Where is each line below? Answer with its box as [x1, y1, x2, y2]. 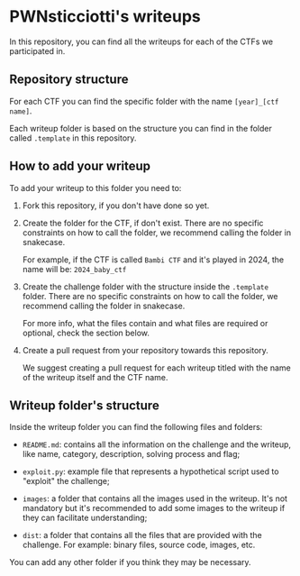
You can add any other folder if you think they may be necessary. [9, 557, 251, 568]
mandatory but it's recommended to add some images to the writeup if [22, 503, 286, 514]
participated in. [9, 45, 66, 56]
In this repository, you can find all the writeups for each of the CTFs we [9, 36, 273, 47]
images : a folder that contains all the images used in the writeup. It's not [22, 493, 288, 504]
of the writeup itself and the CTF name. [22, 371, 168, 382]
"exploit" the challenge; [22, 476, 110, 487]
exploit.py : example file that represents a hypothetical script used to [22, 466, 279, 477]
